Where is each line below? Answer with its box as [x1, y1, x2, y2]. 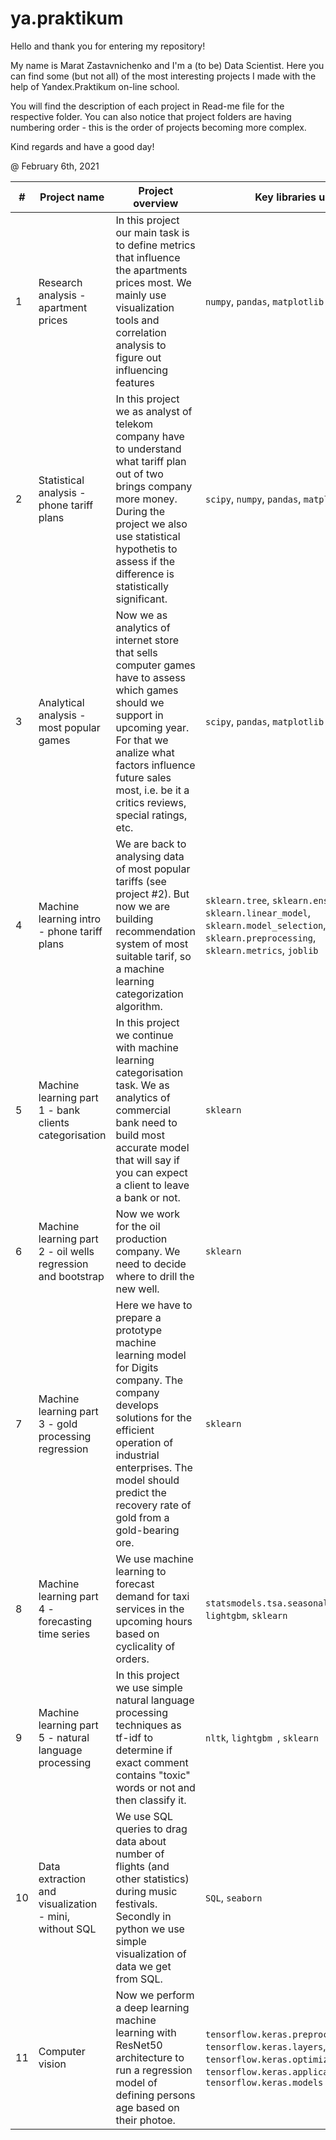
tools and [115, 313, 160, 327]
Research [38, 275, 83, 289]
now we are [115, 899, 171, 913]
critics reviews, [115, 795, 187, 809]
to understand [115, 442, 182, 456]
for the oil [115, 1219, 161, 1233]
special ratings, [115, 808, 188, 822]
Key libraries [254, 190, 317, 204]
